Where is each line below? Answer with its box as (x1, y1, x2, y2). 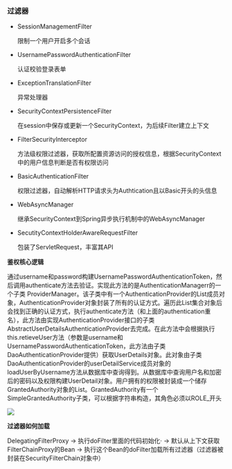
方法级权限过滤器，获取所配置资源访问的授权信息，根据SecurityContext (17, 149, 222, 158)
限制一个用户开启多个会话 (17, 37, 91, 45)
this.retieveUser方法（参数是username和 (7, 334, 123, 342)
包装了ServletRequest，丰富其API (17, 243, 114, 252)
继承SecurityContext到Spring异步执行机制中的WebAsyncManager (17, 215, 206, 223)
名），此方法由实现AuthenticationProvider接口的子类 (7, 316, 155, 324)
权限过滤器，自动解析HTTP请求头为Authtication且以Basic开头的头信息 (17, 186, 217, 195)
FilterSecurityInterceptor (17, 135, 88, 144)
